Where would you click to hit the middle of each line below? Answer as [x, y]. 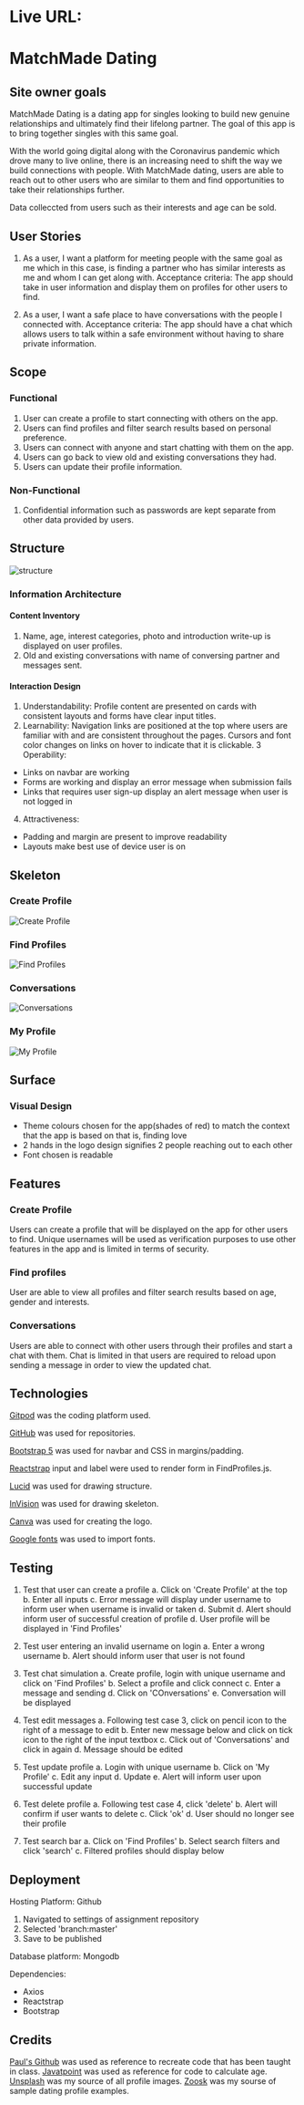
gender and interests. [50, 1302]
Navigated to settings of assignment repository [111, 1919]
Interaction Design [46, 686]
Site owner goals [58, 92]
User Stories [46, 236]
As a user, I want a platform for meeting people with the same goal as [152, 258]
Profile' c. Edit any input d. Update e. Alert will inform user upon [142, 1777]
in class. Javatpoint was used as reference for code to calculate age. [138, 2071]
